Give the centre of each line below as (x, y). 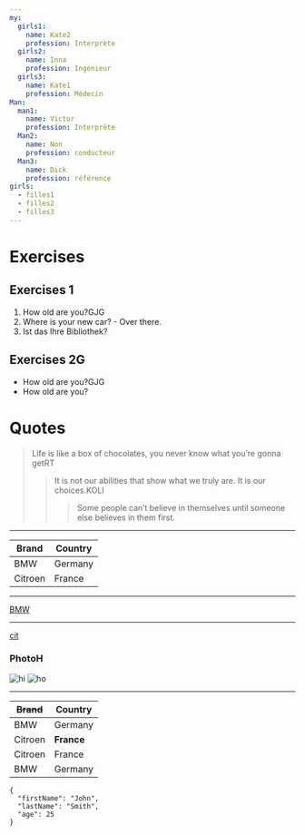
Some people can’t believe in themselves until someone (181, 507)
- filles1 (36, 195)
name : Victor (50, 119)
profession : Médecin (64, 93)
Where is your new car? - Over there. (92, 321)
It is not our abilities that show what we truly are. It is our (160, 480)
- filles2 (36, 204)
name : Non (44, 144)
